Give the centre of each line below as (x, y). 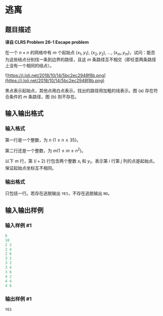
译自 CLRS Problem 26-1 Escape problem (47, 42)
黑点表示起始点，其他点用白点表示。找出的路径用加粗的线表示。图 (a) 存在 (79, 90)
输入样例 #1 (18, 225)
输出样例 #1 (18, 299)
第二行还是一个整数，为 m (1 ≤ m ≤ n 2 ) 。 (45, 150)
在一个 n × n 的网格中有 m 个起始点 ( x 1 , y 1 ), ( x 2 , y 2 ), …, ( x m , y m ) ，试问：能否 (80, 53)
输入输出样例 (24, 210)
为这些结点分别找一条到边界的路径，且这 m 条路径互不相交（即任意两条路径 (81, 59)
